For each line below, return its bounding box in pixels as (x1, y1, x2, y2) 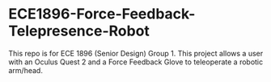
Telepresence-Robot (8, 22, 150, 40)
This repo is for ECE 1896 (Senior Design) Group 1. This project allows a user (8, 48, 264, 58)
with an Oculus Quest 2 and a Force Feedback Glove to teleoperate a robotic (8, 57, 264, 67)
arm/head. (8, 65, 43, 75)
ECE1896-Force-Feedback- (8, 5, 196, 23)
